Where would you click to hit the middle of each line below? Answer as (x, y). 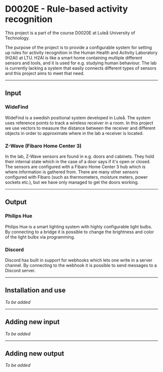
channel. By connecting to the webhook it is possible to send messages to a (81, 265)
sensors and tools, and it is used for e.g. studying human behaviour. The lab (81, 63)
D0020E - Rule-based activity (66, 9)
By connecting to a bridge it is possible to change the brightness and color (80, 232)
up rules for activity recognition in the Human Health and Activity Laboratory (81, 53)
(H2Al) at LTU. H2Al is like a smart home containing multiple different (74, 57)
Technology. (17, 38)
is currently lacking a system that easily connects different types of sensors (81, 68)
